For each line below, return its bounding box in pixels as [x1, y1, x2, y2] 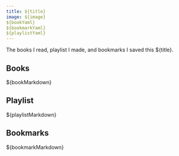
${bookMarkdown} [6, 78, 52, 85]
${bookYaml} [6, 19, 35, 25]
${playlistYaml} [6, 30, 46, 36]
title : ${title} [6, 8, 46, 15]
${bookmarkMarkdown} [6, 144, 65, 151]
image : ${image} [6, 14, 46, 20]
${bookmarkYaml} [6, 25, 46, 31]
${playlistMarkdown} [6, 111, 57, 118]
